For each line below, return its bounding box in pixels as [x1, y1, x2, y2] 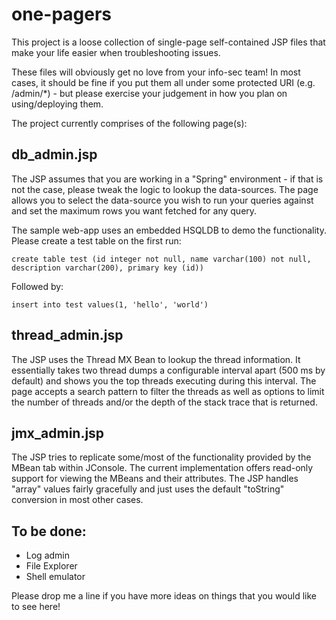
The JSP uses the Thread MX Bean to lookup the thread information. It [11, 353, 301, 365]
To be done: [11, 523, 87, 540]
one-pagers [11, 3, 113, 26]
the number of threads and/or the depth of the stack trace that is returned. [11, 396, 318, 408]
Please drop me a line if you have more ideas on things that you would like [11, 590, 317, 602]
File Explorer [25, 560, 78, 572]
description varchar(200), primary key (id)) [11, 263, 204, 273]
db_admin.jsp [11, 146, 98, 163]
